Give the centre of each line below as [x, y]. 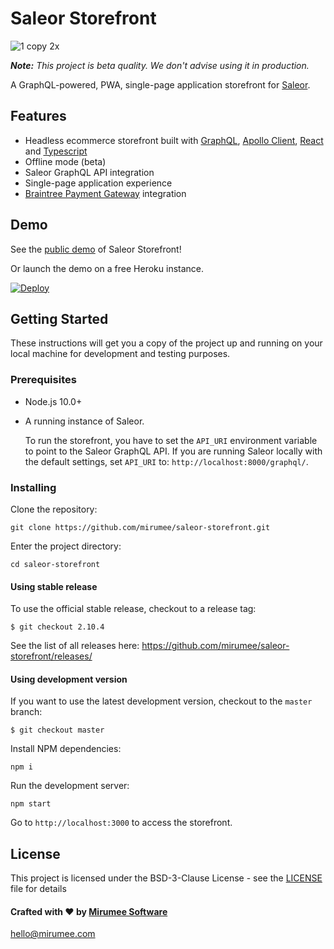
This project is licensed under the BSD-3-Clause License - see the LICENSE [166, 878]
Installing [33, 487]
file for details [38, 889]
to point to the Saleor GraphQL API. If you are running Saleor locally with [173, 451]
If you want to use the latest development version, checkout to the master [161, 701]
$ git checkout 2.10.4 [57, 627]
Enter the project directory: [66, 546]
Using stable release [54, 586]
